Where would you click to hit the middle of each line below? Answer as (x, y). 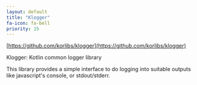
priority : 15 (23, 29)
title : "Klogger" (28, 17)
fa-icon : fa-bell (28, 23)
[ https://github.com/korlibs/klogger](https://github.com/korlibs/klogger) (96, 46)
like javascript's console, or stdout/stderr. (58, 75)
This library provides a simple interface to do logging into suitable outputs (99, 69)
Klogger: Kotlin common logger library (54, 57)
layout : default (27, 12)
